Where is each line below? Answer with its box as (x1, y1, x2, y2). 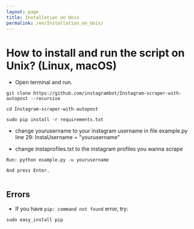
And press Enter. (6, 168, 50, 174)
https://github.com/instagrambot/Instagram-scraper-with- (33, 90, 182, 96)
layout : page (6, 8, 39, 15)
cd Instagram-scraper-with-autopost (6, 106, 98, 112)
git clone (6, 90, 31, 96)
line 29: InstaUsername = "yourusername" (14, 134, 120, 141)
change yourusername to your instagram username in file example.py (14, 127, 188, 134)
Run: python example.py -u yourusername (6, 157, 110, 163)
